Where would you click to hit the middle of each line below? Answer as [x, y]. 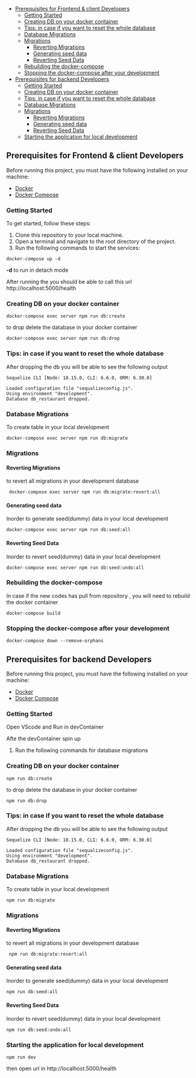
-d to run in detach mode [37, 270]
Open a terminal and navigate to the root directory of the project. [95, 242]
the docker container [32, 602]
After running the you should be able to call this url [69, 282]
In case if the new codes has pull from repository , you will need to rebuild [98, 595]
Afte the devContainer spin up [44, 739]
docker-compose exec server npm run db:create [66, 316]
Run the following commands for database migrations [81, 750]
